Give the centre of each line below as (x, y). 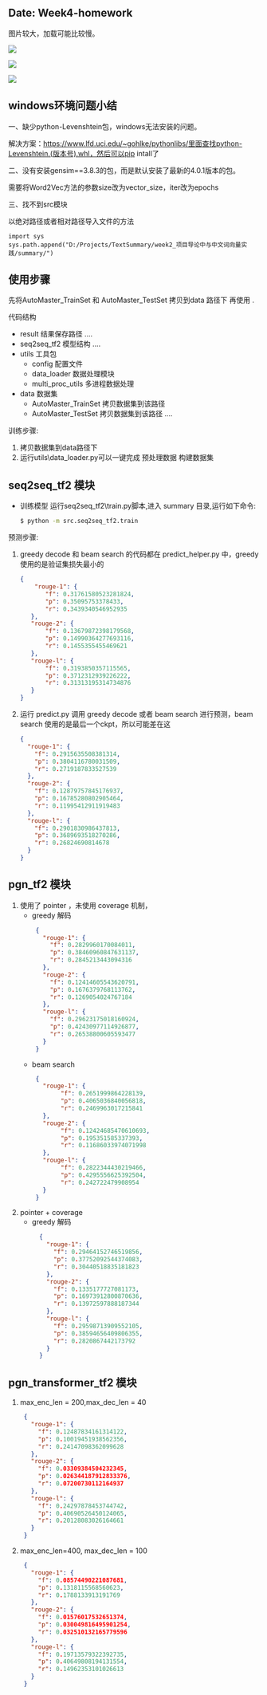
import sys (26, 236)
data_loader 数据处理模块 (73, 374)
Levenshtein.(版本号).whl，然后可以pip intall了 (84, 153)
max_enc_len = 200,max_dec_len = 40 (83, 1402)
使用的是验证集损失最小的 (62, 564)
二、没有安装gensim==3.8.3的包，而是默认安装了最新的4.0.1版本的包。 (124, 170)
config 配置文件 (57, 364)
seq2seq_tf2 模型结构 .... (60, 344)
